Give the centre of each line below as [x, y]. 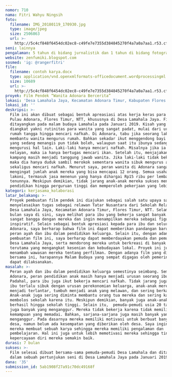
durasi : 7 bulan [23, 343]
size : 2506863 [25, 34]
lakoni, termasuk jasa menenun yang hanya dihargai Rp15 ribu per [82, 176]
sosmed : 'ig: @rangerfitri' [35, 62]
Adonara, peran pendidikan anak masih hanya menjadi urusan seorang [84, 276]
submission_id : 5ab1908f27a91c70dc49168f [50, 367]
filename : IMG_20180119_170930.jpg [48, 24]
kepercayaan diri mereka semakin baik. [52, 338]
